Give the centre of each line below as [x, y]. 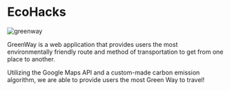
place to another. [31, 59]
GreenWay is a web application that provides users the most [93, 44]
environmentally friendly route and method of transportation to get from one [115, 52]
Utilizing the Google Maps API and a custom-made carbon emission [104, 72]
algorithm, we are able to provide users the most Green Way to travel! [106, 79]
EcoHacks [37, 12]
